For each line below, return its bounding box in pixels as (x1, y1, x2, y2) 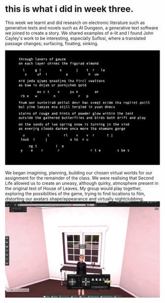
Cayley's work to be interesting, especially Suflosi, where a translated (5, 35, 146, 41)
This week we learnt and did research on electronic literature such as (5, 20, 145, 25)
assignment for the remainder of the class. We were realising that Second (5, 175, 154, 181)
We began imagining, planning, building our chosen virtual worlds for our (5, 170, 153, 176)
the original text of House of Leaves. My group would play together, (5, 185, 142, 191)
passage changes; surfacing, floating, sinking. (5, 40, 99, 46)
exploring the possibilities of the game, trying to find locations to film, (5, 191, 146, 197)
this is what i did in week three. (5, 3, 134, 15)
